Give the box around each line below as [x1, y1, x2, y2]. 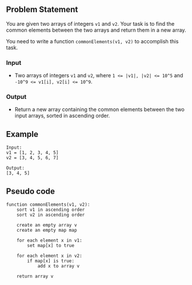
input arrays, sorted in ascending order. [14, 112, 110, 119]
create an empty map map [16, 228, 77, 234]
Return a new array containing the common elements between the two [14, 106, 185, 113]
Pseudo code [6, 186, 56, 196]
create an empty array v [16, 222, 77, 228]
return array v [16, 273, 54, 280]
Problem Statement [6, 5, 78, 15]
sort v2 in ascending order [16, 212, 85, 218]
